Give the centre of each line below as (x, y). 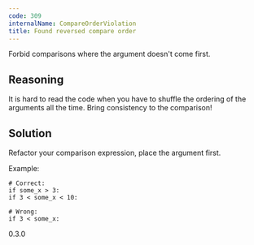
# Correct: (27, 183)
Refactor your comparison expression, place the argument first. (115, 153)
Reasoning (36, 79)
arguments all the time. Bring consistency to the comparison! (110, 108)
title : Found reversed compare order (72, 31)
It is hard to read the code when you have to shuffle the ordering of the (127, 99)
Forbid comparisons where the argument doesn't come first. (109, 54)
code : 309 (25, 16)
